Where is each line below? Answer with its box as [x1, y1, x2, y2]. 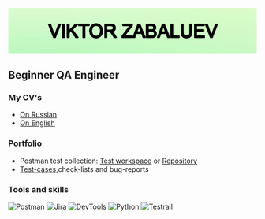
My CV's [8, 92, 43, 102]
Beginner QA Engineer [8, 69, 120, 82]
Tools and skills [8, 184, 69, 195]
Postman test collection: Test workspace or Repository [19, 156, 198, 165]
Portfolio [8, 138, 43, 149]
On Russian [19, 110, 58, 120]
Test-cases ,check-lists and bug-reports [19, 164, 149, 173]
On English [19, 118, 55, 128]
